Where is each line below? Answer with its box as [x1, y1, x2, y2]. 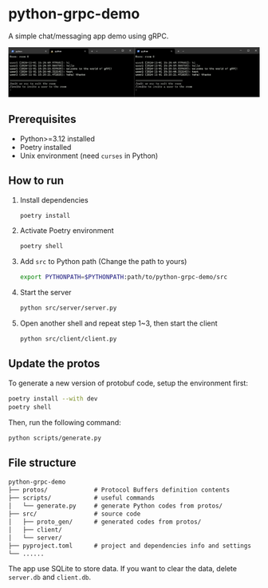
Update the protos [8, 357, 100, 371]
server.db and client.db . [8, 572, 92, 582]
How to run [8, 174, 65, 187]
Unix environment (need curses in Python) [19, 151, 159, 160]
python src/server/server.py [19, 304, 117, 312]
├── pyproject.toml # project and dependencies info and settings [8, 542, 251, 551]
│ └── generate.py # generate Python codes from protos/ [8, 502, 223, 511]
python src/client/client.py [19, 335, 117, 343]
